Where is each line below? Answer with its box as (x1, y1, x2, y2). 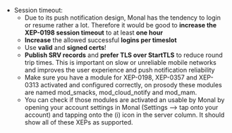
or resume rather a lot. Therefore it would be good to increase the (24, 21, 217, 29)
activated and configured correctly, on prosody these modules (40, 81, 222, 89)
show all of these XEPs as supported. (24, 118, 133, 126)
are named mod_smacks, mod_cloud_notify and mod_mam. (24, 88, 197, 96)
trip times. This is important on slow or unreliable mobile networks (24, 58, 216, 66)
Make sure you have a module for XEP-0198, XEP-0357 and (24, 73, 197, 82)
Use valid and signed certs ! (24, 44, 107, 51)
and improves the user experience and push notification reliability (24, 66, 215, 74)
